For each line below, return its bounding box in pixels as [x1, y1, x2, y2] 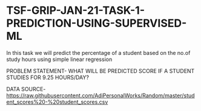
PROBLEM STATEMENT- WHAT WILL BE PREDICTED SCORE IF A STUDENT [6, 67, 195, 74]
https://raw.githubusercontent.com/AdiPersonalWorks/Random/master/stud [6, 92, 195, 99]
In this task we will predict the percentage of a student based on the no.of [6, 49, 191, 56]
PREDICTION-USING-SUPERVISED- [6, 16, 187, 30]
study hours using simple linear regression [6, 55, 113, 63]
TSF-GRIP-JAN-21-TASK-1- [6, 4, 145, 17]
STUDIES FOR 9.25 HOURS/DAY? [6, 74, 90, 81]
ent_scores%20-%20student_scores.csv [6, 98, 108, 106]
